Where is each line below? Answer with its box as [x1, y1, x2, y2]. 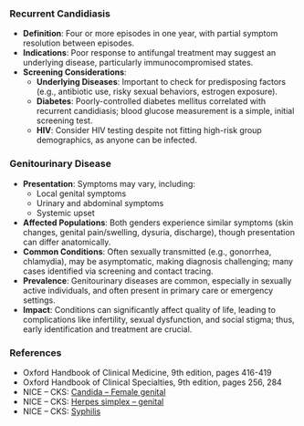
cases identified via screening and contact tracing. [22, 265, 214, 276]
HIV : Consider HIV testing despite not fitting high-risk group [36, 125, 262, 136]
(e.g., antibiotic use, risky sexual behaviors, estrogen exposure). [36, 86, 278, 98]
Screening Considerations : [22, 67, 127, 78]
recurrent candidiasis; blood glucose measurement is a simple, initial [36, 106, 295, 117]
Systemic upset [36, 207, 96, 218]
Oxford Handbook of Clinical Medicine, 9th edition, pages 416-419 [22, 367, 272, 378]
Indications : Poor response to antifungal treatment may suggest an [22, 47, 277, 58]
